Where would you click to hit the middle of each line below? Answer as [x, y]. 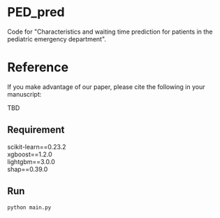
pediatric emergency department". [57, 39]
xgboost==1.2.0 [30, 154]
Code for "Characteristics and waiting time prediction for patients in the [110, 32]
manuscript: [24, 94]
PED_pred [36, 12]
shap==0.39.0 [28, 169]
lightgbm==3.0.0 [31, 161]
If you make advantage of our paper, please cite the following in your [106, 87]
